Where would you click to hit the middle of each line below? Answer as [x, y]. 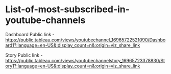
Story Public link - [24, 55]
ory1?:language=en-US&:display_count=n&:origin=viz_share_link [73, 66]
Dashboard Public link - [30, 34]
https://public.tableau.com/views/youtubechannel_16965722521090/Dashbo [86, 40]
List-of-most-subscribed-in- [68, 9]
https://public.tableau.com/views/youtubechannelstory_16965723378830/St [85, 60]
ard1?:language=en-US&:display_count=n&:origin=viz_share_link [73, 45]
